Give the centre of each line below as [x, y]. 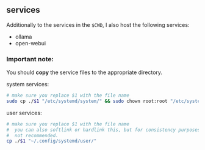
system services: [28, 84]
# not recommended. [33, 135]
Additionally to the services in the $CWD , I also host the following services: [98, 24]
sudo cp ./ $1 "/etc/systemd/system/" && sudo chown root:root [87, 101]
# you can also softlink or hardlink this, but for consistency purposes [103, 130]
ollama [23, 37]
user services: [24, 113]
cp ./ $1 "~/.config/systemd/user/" [52, 141]
